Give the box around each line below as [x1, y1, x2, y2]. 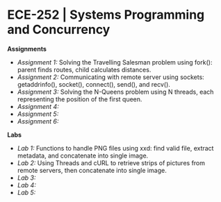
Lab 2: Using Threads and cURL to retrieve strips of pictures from [17, 158, 206, 167]
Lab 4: [17, 180, 36, 189]
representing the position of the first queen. [17, 94, 142, 103]
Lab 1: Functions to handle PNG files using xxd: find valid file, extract [17, 144, 214, 152]
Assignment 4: [17, 102, 59, 110]
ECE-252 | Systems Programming [7, 7, 205, 23]
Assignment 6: [17, 117, 59, 125]
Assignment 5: [17, 110, 59, 118]
